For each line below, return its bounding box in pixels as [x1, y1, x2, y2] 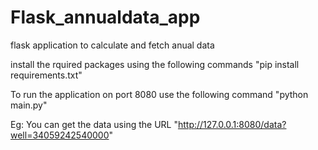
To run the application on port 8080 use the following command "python [10, 88, 309, 100]
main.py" [10, 99, 48, 111]
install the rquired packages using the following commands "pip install [10, 58, 300, 70]
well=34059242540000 [10, 129, 110, 141]
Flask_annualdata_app [10, 6, 201, 29]
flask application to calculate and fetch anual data [10, 39, 215, 51]
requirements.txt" [10, 69, 83, 81]
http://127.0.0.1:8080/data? [177, 118, 287, 130]
